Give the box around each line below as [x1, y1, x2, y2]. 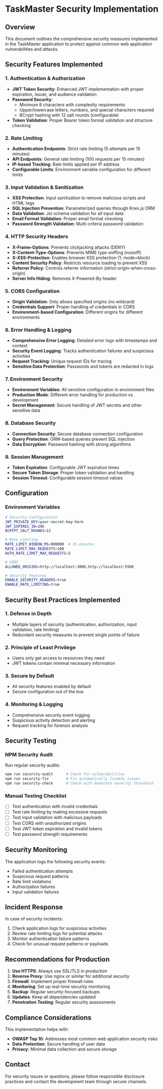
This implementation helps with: [5, 1026, 69, 1032]
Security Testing [5, 737, 57, 745]
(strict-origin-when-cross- [104, 265, 157, 271]
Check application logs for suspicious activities [12, 925, 107, 931]
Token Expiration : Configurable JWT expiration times [12, 465, 120, 470]
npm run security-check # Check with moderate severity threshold [5, 781, 153, 786]
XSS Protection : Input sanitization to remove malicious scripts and [12, 195, 145, 201]
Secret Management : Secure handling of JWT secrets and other [12, 402, 142, 408]
